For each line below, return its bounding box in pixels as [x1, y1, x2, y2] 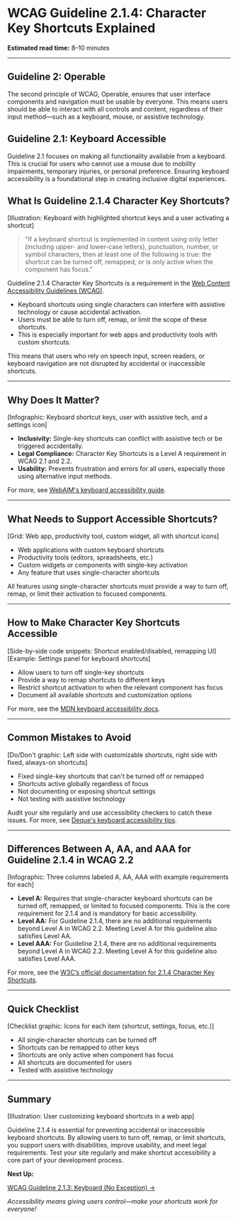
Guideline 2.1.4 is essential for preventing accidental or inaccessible [7, 1126, 205, 1134]
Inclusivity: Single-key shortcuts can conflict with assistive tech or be [17, 435, 223, 443]
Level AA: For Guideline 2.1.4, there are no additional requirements [17, 917, 212, 925]
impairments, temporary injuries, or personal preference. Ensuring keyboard [7, 167, 229, 175]
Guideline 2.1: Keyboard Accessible [7, 133, 166, 145]
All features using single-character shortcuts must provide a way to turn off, [7, 582, 229, 590]
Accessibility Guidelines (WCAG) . [7, 286, 105, 295]
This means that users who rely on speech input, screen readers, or [7, 352, 205, 360]
